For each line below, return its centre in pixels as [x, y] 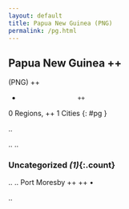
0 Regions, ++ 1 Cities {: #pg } [58, 114]
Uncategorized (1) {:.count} [62, 165]
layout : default [35, 16]
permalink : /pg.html [43, 30]
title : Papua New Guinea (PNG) [60, 23]
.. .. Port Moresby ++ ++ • [51, 183]
